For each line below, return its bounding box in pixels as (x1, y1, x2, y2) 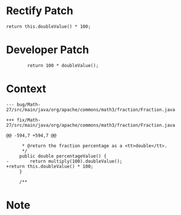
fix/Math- (17, 117, 41, 123)
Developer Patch (6, 43, 90, 57)
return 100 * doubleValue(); (27, 62, 99, 68)
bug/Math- (17, 101, 41, 107)
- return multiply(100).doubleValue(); (6, 158, 123, 164)
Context (6, 82, 47, 95)
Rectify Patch (6, 4, 74, 18)
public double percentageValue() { (19, 153, 107, 159)
